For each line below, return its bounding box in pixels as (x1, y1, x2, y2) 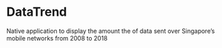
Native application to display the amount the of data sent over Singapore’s (6, 27, 215, 35)
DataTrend (6, 4, 67, 20)
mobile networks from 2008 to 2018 (6, 34, 108, 42)
